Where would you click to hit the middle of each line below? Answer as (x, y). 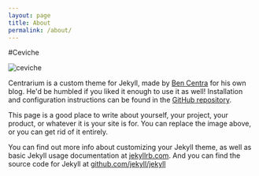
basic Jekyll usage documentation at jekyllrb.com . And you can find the (124, 155)
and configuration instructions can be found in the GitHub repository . (120, 100)
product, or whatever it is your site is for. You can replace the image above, (130, 124)
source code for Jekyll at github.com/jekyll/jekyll (87, 164)
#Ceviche (24, 53)
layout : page (30, 15)
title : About (30, 23)
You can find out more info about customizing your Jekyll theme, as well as (130, 148)
